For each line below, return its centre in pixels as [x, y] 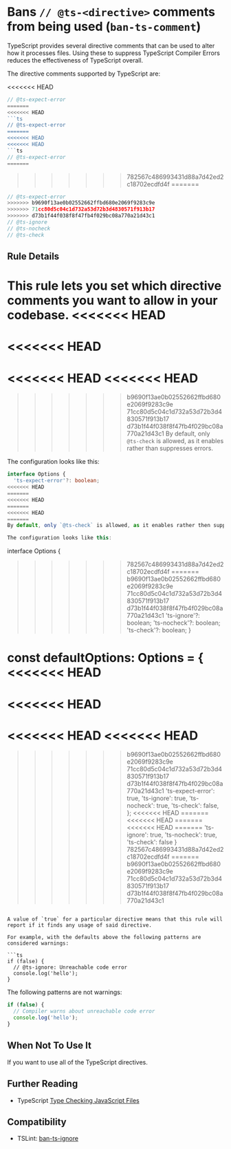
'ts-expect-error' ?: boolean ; [56, 481]
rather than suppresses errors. [170, 449]
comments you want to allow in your [112, 301]
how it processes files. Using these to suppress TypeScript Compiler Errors [113, 53]
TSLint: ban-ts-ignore [48, 1139]
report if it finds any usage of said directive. [80, 925]
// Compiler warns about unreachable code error [84, 1011]
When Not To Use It [49, 1045]
